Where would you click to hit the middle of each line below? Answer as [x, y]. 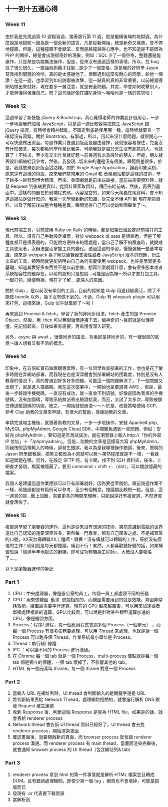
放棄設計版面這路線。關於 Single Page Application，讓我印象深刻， [91, 167]
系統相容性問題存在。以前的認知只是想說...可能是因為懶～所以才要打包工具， [84, 274]
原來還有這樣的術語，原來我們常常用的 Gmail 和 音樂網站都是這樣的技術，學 [83, 174]
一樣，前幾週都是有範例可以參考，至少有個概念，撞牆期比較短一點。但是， [82, 489]
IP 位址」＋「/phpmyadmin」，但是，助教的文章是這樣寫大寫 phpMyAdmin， [83, 441]
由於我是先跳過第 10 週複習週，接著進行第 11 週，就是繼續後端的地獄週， [79, 36]
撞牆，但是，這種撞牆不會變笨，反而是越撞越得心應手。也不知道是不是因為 [86, 49]
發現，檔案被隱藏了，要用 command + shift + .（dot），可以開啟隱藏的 [90, 466]
